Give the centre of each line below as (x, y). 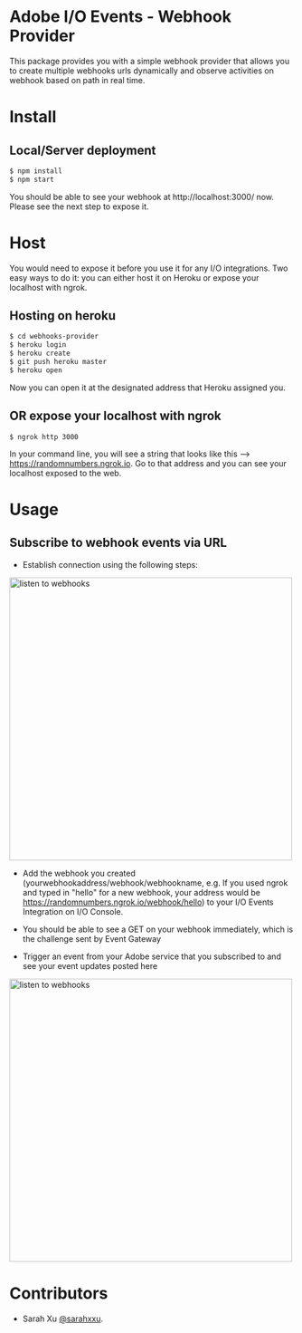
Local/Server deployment (83, 150)
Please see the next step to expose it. (79, 206)
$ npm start (32, 179)
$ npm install (36, 171)
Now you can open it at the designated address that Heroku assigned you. (148, 388)
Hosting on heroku (62, 316)
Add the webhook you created (79, 873)
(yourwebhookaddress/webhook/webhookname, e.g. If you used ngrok (155, 882)
